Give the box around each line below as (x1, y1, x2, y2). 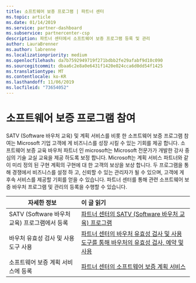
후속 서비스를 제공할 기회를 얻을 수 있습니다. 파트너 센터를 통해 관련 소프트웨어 (6, 176, 184, 183)
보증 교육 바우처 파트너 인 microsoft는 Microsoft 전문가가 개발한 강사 (26, 147, 184, 154)
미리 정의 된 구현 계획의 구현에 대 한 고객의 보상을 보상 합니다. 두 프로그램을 (12, 161, 183, 168)
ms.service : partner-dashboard (6, 25, 82, 31)
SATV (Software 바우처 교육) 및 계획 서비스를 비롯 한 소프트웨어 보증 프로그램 (6, 132, 183, 139)
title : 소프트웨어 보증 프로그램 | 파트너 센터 (6, 8, 104, 15)
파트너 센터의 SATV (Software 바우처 (81, 210, 178, 218)
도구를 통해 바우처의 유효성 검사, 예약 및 (81, 238, 184, 246)
